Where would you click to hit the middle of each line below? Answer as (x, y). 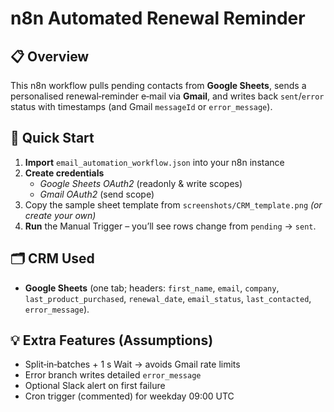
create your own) (60, 215)
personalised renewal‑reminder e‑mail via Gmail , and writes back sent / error (167, 96)
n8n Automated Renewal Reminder (158, 18)
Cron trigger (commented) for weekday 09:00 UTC (129, 396)
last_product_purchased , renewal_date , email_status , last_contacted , (168, 298)
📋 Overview (50, 56)
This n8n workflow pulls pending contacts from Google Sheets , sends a (158, 85)
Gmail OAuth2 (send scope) (97, 194)
